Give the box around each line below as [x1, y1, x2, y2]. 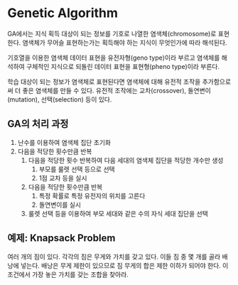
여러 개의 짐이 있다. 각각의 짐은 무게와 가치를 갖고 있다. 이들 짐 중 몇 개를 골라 [7, 252, 221, 261]
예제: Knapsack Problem [7, 232, 116, 244]
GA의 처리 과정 [7, 118, 69, 130]
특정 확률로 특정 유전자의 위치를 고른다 [38, 191, 146, 200]
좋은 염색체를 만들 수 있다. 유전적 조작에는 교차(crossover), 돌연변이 [22, 86, 211, 95]
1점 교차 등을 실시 [38, 173, 87, 182]
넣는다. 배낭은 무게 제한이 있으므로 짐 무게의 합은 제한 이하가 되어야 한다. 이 [20, 261, 229, 269]
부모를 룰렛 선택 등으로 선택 [38, 165, 115, 173]
